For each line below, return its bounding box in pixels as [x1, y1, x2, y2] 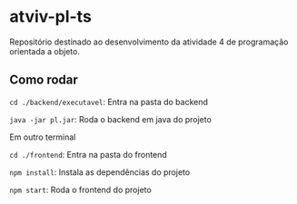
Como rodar [9, 73, 79, 88]
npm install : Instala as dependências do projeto [9, 166, 191, 178]
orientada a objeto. [9, 45, 80, 56]
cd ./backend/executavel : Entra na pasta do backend [9, 96, 209, 107]
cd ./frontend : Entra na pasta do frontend [9, 149, 168, 160]
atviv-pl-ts [9, 6, 93, 27]
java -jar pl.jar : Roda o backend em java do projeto [9, 113, 212, 124]
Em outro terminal [9, 131, 76, 142]
